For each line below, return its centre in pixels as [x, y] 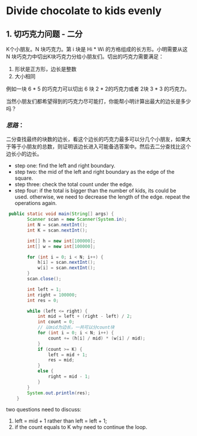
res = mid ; [61, 360]
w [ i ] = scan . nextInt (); [66, 268]
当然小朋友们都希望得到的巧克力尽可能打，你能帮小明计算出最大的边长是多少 [98, 101]
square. [24, 178]
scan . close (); [44, 279]
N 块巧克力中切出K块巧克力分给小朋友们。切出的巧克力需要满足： [85, 56]
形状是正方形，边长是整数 [45, 69]
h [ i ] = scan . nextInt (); [66, 263]
